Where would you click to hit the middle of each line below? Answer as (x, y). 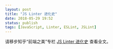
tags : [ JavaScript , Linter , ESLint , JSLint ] (51, 27)
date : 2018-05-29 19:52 (29, 18)
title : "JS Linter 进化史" (31, 14)
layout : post (18, 9)
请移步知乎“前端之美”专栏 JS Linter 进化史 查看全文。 (58, 42)
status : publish (21, 23)
